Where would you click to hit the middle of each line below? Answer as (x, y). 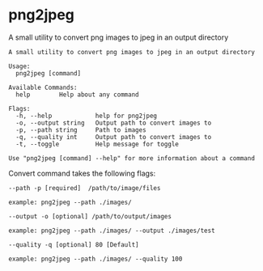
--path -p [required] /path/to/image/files (85, 188)
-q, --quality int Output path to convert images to (114, 137)
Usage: (19, 66)
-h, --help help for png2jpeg (87, 116)
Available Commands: (43, 87)
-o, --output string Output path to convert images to (114, 123)
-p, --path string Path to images (81, 130)
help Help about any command (77, 95)
